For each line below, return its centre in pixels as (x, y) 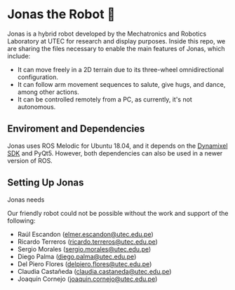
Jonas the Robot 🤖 (61, 14)
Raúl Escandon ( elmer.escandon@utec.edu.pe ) (86, 234)
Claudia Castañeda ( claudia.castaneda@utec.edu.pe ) (94, 271)
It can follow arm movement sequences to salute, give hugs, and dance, (121, 84)
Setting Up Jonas (46, 182)
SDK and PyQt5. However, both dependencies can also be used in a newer (115, 153)
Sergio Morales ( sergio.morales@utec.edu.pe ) (84, 249)
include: (19, 56)
